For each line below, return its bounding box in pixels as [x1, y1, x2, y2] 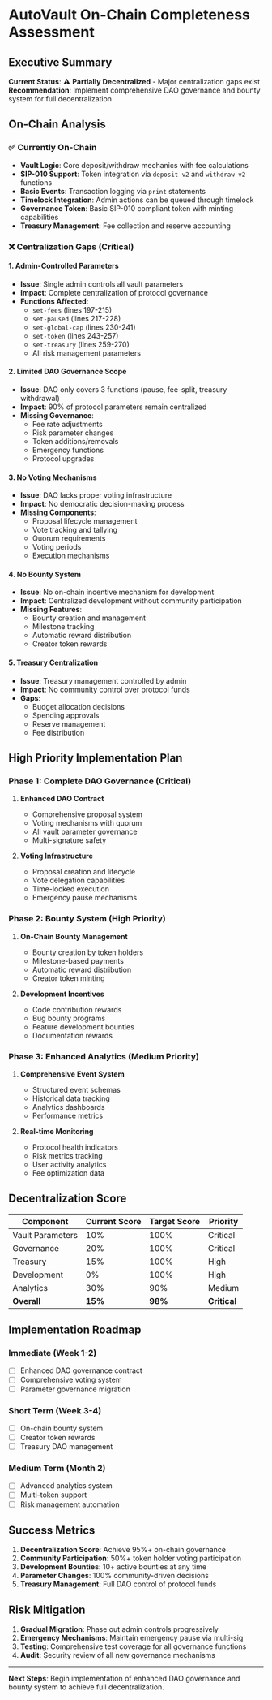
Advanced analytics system [19, 1481, 113, 1491]
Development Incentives [19, 989, 105, 999]
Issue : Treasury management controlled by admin [19, 675, 187, 685]
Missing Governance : [19, 411, 95, 421]
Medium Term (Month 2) [8, 1463, 106, 1473]
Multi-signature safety [32, 835, 107, 845]
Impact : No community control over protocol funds [19, 684, 190, 694]
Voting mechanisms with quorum [32, 818, 142, 828]
